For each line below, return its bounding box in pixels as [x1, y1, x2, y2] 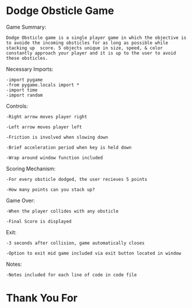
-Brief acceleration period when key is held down [6, 145, 132, 150]
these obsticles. [6, 55, 48, 61]
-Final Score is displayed [6, 218, 72, 224]
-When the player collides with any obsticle [6, 208, 118, 214]
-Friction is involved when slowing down [6, 134, 109, 140]
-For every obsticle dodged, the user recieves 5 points [6, 176, 148, 182]
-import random [6, 92, 43, 98]
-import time [6, 87, 38, 93]
